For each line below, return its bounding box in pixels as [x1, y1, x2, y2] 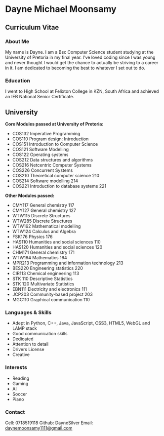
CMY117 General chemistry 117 [12, 202, 75, 208]
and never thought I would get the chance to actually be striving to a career [5, 59, 159, 65]
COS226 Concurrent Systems [12, 167, 73, 173]
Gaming [12, 380, 29, 386]
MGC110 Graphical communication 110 [12, 296, 90, 302]
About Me [5, 38, 30, 45]
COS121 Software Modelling [12, 146, 69, 152]
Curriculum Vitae [5, 23, 59, 32]
